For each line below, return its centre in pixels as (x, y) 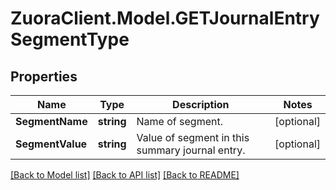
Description (201, 104)
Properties (44, 76)
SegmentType (70, 39)
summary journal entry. (191, 150)
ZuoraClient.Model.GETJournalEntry (165, 18)
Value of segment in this (193, 137)
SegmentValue (51, 144)
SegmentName (51, 121)
